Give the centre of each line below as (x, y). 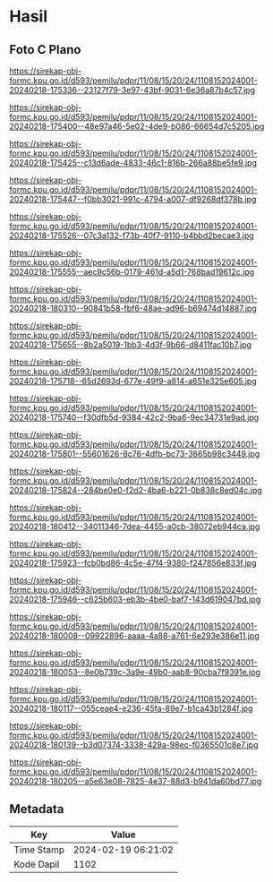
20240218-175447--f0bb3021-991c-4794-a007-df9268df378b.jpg (133, 199)
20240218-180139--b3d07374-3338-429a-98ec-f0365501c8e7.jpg (134, 745)
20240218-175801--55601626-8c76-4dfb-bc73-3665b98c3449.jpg (135, 454)
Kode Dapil (37, 864)
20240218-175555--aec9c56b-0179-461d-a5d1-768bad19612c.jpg (132, 272)
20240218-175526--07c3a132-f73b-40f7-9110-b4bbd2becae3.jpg (132, 235)
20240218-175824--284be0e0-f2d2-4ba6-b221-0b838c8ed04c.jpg (136, 490)
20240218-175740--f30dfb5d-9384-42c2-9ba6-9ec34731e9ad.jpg (134, 417)
